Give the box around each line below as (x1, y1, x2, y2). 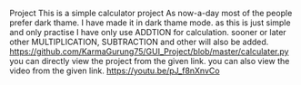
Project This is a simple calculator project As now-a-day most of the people (9, 8, 293, 18)
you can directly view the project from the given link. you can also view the (9, 56, 290, 66)
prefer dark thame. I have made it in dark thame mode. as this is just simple (9, 17, 291, 28)
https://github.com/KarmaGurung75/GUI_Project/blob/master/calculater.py (9, 46, 289, 57)
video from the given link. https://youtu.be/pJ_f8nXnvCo (9, 65, 220, 76)
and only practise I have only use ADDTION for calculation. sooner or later (9, 27, 286, 37)
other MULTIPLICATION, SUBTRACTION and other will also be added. (9, 36, 269, 47)
